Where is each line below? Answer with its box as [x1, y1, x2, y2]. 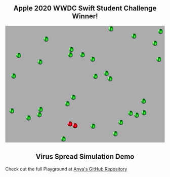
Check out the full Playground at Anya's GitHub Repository [5, 166, 127, 172]
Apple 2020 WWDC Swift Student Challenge [13, 4, 157, 13]
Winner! [72, 12, 98, 21]
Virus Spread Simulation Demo [35, 152, 135, 161]
